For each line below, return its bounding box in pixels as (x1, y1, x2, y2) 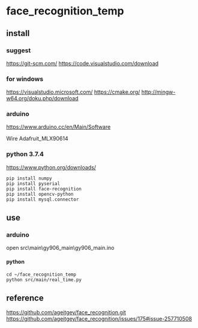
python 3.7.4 (6, 150, 44, 159)
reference (6, 293, 44, 303)
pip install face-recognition (6, 186, 82, 192)
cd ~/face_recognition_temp (6, 272, 77, 278)
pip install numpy (6, 175, 52, 181)
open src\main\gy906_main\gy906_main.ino (6, 244, 115, 252)
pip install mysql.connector (6, 196, 79, 202)
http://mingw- (141, 88, 176, 96)
